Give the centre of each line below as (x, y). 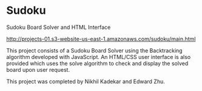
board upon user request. (38, 69)
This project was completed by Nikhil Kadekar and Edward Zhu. (86, 81)
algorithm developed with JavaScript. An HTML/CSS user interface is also (99, 57)
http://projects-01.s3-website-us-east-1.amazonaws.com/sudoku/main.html (101, 39)
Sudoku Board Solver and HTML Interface (59, 27)
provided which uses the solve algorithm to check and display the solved (97, 63)
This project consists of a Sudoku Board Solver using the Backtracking (95, 50)
